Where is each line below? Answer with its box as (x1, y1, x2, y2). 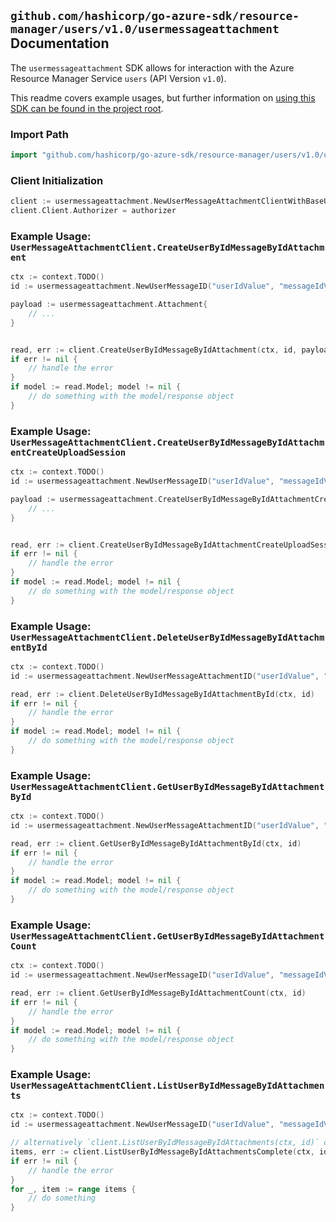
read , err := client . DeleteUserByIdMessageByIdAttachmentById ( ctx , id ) (10, 689, 315, 699)
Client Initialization (10, 173, 104, 187)
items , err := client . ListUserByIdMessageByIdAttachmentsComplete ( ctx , (10, 1147, 315, 1157)
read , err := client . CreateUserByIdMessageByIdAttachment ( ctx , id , (10, 345, 298, 355)
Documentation (10, 35, 110, 52)
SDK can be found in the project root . (10, 102, 164, 114)
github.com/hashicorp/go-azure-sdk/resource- (10, 9, 300, 24)
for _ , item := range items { (10, 1184, 137, 1194)
